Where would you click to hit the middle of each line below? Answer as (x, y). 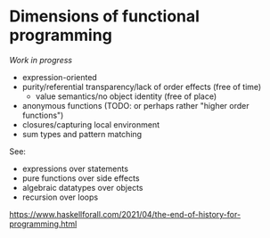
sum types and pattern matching (82, 134)
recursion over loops (60, 197)
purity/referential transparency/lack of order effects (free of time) (142, 86)
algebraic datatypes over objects (82, 187)
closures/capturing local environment (91, 124)
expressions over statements (75, 168)
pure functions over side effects (81, 178)
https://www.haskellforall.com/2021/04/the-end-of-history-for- (125, 214)
